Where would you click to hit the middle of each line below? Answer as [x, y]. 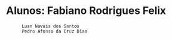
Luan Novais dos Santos [51, 26]
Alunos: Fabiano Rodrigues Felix [86, 11]
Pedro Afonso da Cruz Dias [54, 31]
